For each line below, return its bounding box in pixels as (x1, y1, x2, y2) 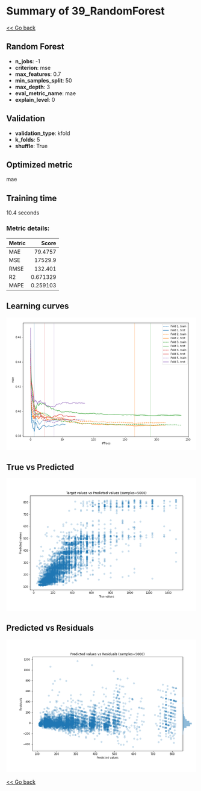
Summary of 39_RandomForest (6, 4, 165, 18)
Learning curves (6, 301, 69, 311)
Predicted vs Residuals (6, 623, 94, 633)
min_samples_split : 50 (14, 77, 72, 84)
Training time (6, 193, 57, 203)
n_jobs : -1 (14, 57, 40, 64)
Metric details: (6, 224, 50, 233)
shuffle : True (14, 142, 48, 149)
